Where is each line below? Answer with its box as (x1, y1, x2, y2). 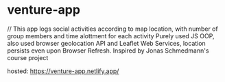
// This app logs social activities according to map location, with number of (7, 25, 218, 33)
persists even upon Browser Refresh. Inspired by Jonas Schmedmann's (7, 46, 209, 55)
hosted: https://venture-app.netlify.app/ (7, 67, 119, 75)
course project (7, 53, 49, 61)
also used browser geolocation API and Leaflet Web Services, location (7, 39, 206, 47)
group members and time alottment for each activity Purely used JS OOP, (7, 31, 215, 40)
